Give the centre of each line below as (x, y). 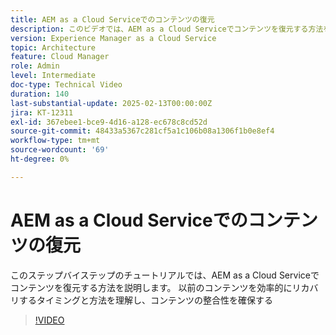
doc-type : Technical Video (66, 85)
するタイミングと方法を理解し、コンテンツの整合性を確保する (145, 300)
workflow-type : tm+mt (55, 141)
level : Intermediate (53, 76)
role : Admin (35, 66)
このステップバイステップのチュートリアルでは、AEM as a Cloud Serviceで (165, 275)
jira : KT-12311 (42, 112)
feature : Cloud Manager (60, 57)
